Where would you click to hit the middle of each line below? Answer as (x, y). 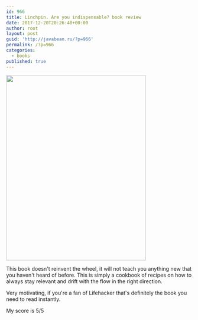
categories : (21, 50)
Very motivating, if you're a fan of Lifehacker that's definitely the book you (97, 293)
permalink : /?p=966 (30, 45)
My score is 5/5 (25, 311)
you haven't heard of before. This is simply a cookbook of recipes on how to (99, 275)
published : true (26, 61)
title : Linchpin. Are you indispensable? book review (74, 17)
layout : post (22, 34)
